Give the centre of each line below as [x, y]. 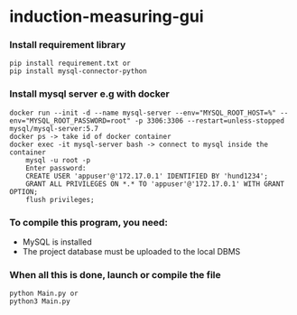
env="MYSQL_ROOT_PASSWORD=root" [70, 120]
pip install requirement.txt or [70, 64]
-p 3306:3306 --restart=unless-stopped [209, 120]
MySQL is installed [57, 242]
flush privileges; [60, 199]
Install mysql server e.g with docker [89, 94]
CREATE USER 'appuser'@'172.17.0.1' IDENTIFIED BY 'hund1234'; [147, 176]
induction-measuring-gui [107, 17]
